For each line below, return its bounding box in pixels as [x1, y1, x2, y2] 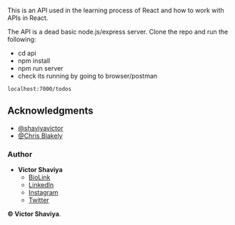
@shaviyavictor [17, 124, 64, 132]
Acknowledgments [7, 105, 94, 117]
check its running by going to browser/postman [17, 71, 158, 80]
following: [7, 35, 36, 44]
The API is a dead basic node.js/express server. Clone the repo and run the [7, 28, 229, 36]
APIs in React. [7, 14, 49, 22]
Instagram [28, 189, 59, 197]
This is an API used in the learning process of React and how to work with [7, 6, 225, 14]
